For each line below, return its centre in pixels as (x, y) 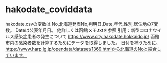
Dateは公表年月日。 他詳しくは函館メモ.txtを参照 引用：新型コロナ (84, 30)
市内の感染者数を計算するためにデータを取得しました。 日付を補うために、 (83, 43)
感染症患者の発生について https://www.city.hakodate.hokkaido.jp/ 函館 (87, 36)
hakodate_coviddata (49, 9)
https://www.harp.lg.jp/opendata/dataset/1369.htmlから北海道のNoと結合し (83, 49)
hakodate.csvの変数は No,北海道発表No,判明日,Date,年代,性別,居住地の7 (80, 24)
